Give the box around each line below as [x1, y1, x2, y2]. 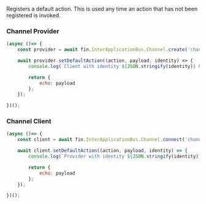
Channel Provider [6, 27, 59, 36]
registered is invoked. [6, 12, 61, 19]
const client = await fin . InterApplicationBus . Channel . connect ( [17, 137, 185, 143]
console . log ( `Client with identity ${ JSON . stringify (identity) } [28, 63, 196, 69]
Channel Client [6, 117, 52, 126]
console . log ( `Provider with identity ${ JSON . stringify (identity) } [28, 153, 202, 160]
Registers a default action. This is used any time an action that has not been [6, 6, 198, 12]
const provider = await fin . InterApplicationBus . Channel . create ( [17, 47, 188, 53]
